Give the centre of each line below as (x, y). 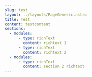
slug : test (16, 10)
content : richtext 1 (45, 43)
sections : (15, 29)
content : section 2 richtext (54, 66)
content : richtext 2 (45, 52)
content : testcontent (28, 24)
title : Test (17, 19)
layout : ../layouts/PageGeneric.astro (46, 15)
